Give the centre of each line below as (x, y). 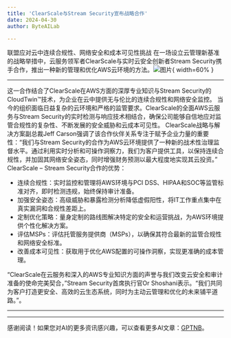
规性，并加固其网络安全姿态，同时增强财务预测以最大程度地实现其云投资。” (112, 159)
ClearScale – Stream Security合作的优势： (67, 168)
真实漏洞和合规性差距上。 (53, 209)
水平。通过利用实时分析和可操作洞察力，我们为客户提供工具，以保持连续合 (118, 151)
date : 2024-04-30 (32, 20)
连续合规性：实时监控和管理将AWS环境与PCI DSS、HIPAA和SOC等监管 (117, 183)
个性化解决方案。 (47, 226)
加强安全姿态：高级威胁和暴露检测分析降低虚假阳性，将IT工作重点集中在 (119, 200)
